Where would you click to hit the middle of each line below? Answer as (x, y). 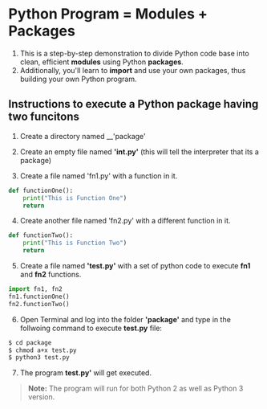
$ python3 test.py (39, 358)
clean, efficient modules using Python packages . (102, 62)
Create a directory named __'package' (83, 136)
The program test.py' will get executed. (86, 373)
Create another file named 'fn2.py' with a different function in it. (125, 221)
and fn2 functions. (51, 274)
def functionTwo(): (41, 235)
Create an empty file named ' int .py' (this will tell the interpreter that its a (139, 151)
